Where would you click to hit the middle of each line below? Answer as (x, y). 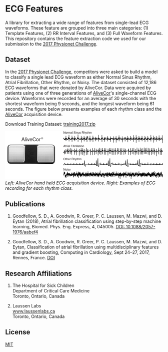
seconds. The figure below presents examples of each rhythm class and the (83, 109)
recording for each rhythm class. (39, 188)
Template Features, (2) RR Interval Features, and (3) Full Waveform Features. (84, 33)
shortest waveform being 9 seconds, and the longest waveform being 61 (80, 104)
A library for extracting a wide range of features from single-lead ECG (77, 23)
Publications (25, 204)
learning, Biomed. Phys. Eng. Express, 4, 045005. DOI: (68, 227)
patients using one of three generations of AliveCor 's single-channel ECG (81, 93)
